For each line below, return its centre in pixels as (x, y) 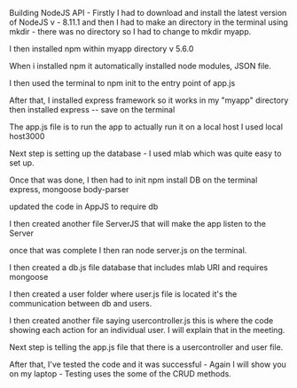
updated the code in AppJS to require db (84, 206)
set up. (22, 163)
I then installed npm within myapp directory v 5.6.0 (102, 49)
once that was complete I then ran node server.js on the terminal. (128, 250)
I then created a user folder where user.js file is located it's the (123, 294)
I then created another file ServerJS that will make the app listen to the (137, 224)
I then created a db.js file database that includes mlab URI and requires (139, 268)
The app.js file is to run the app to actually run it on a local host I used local (146, 127)
